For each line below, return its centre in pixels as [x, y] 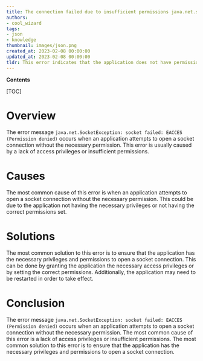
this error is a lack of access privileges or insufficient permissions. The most [101, 339]
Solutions [31, 236]
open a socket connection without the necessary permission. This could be [100, 199]
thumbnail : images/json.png [42, 46]
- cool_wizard [24, 23]
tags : [13, 29]
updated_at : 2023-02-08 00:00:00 [48, 57]
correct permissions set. [37, 212]
